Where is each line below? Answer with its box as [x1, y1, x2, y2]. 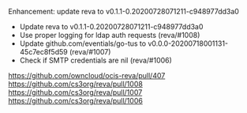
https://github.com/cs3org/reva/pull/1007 [8, 88, 143, 97]
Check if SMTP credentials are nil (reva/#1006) [19, 55, 172, 65]
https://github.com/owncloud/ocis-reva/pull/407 [8, 71, 166, 80]
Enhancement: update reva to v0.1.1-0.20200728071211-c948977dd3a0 [8, 7, 239, 16]
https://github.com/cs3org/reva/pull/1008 [8, 79, 144, 89]
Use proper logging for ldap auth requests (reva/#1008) [19, 31, 200, 40]
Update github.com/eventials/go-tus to [19, 39, 147, 48]
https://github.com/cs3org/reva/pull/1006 [8, 96, 144, 105]
